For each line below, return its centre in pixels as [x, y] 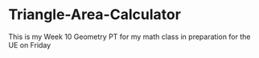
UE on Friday [30, 44]
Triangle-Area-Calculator [95, 15]
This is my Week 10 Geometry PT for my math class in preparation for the [129, 37]
